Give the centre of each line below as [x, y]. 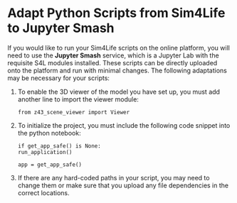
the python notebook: [49, 133]
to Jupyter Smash [61, 28]
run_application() [45, 152]
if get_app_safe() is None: [59, 146]
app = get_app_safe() [49, 165]
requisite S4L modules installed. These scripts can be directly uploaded [112, 62]
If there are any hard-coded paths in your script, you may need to [114, 177]
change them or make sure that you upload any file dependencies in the [123, 185]
